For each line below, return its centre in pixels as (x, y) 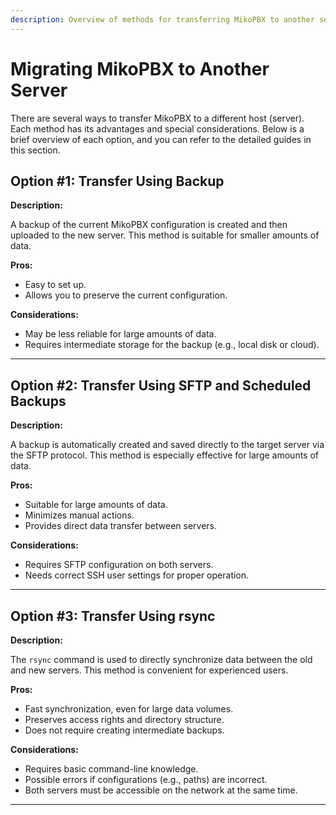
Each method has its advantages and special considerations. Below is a (157, 128)
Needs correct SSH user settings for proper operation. (137, 575)
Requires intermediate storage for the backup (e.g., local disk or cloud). (172, 345)
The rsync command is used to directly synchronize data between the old (161, 659)
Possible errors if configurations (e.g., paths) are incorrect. (146, 779)
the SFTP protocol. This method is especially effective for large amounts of (165, 455)
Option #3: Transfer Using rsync (113, 616)
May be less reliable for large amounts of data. (120, 334)
